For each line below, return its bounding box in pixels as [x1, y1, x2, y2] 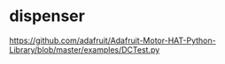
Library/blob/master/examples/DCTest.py [9, 44, 160, 54]
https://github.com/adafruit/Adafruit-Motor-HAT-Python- [9, 35, 216, 46]
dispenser [9, 6, 86, 26]
